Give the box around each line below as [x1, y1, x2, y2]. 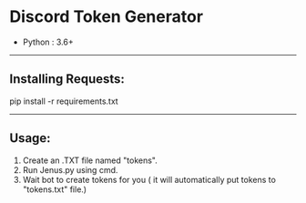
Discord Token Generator [9, 6, 203, 27]
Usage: [9, 130, 52, 147]
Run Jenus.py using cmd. [22, 164, 118, 175]
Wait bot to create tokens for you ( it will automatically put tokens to [22, 174, 276, 185]
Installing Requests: [9, 71, 126, 87]
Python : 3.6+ [22, 36, 75, 47]
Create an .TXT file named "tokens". [22, 155, 158, 166]
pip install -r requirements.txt [9, 96, 118, 107]
